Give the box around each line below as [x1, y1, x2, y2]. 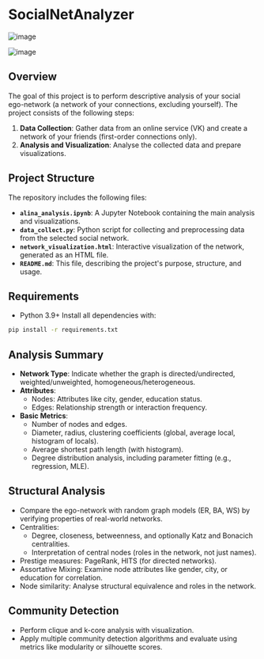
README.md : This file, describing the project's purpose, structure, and [19, 258, 242, 268]
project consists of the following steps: [8, 108, 134, 117]
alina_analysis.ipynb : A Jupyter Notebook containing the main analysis [19, 208, 255, 217]
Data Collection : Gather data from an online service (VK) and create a [19, 123, 247, 132]
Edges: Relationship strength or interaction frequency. [31, 402, 208, 413]
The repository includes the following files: [8, 192, 148, 202]
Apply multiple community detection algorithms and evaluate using [19, 634, 238, 643]
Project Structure [8, 172, 95, 185]
